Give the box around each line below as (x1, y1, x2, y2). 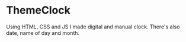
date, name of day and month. (6, 29, 80, 36)
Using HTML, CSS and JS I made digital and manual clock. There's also (6, 23, 180, 30)
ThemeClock (6, 4, 71, 17)
